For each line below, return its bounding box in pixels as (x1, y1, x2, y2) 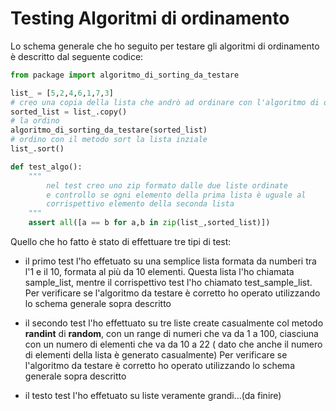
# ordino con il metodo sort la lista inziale (10, 135, 208, 145)
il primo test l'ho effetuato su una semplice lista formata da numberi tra (24, 255, 317, 267)
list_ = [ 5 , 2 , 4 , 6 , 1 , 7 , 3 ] (10, 88, 114, 98)
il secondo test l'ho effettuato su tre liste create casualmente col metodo (24, 317, 324, 329)
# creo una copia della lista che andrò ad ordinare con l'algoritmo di (10, 97, 320, 107)
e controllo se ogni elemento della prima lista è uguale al (46, 190, 307, 200)
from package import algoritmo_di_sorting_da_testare (10, 70, 240, 80)
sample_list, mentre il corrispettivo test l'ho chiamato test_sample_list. (24, 277, 313, 289)
